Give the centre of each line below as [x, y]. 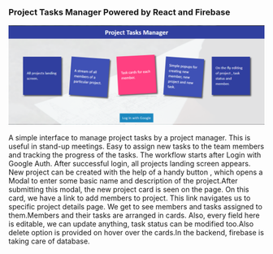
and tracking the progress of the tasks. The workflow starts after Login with [135, 155]
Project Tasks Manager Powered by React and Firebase [119, 12]
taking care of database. [50, 241]
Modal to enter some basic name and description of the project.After [123, 181]
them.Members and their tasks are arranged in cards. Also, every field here [134, 215]
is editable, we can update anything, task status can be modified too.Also [131, 224]
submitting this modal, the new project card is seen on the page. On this [129, 190]
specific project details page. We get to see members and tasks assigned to [135, 207]
